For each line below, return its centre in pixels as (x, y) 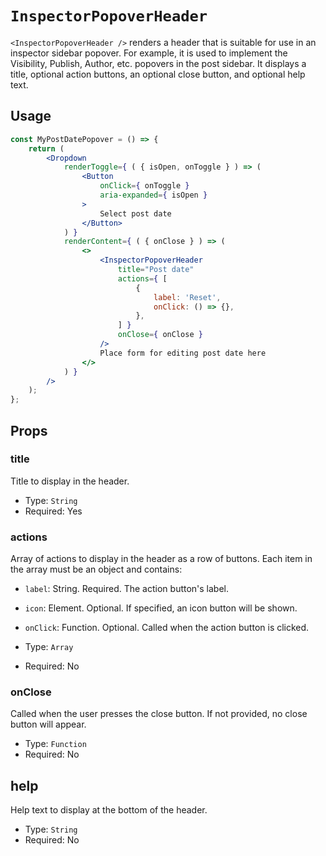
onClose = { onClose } (160, 335)
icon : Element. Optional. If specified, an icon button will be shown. (161, 608)
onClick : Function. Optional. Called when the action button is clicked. (167, 628)
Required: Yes (53, 511)
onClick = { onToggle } (144, 186)
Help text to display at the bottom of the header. (109, 810)
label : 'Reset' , (187, 297)
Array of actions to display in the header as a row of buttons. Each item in (161, 559)
